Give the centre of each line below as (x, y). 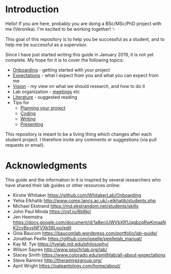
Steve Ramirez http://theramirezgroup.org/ (57, 260)
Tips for (21, 102)
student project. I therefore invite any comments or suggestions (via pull (81, 140)
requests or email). (25, 145)
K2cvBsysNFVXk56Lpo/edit (42, 227)
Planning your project (43, 108)
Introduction (32, 9)
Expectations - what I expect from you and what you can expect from (86, 75)
